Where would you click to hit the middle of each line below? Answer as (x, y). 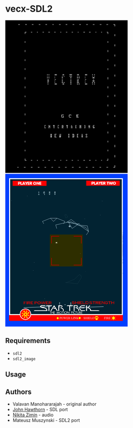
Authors (18, 392)
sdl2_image (24, 359)
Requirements (28, 341)
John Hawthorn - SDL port (40, 409)
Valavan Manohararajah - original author (55, 404)
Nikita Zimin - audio (33, 415)
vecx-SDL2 (29, 9)
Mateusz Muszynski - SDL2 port (46, 420)
